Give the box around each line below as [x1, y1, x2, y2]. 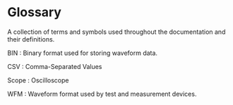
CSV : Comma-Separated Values [7, 62, 102, 70]
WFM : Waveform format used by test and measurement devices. [7, 89, 197, 98]
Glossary [7, 4, 62, 20]
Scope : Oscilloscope [7, 75, 69, 85]
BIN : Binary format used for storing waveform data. [7, 49, 157, 57]
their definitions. [7, 35, 55, 43]
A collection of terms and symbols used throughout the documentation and [7, 27, 226, 36]
